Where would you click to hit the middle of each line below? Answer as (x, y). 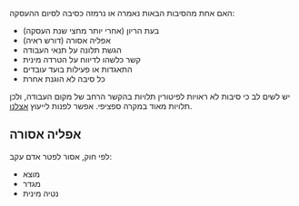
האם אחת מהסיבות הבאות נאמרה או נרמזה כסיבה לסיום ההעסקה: (122, 13)
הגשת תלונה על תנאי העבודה (72, 50)
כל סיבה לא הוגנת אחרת (64, 79)
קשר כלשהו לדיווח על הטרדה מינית (81, 59)
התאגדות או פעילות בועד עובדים (78, 69)
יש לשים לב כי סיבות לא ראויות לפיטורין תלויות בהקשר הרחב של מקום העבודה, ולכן (150, 96)
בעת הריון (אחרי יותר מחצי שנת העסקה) (91, 30)
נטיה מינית (40, 193)
